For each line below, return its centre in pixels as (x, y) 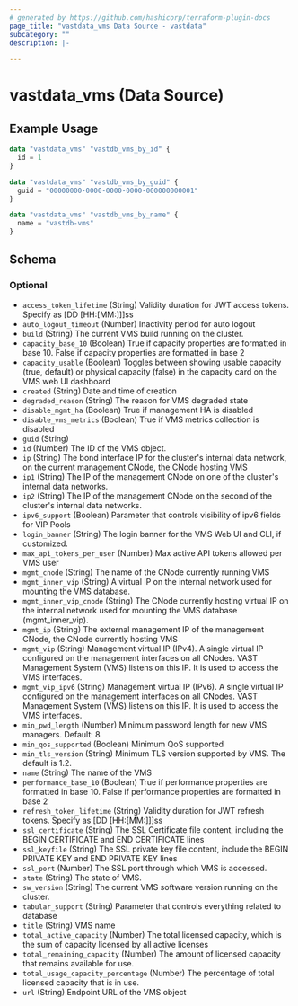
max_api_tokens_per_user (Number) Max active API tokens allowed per (152, 552)
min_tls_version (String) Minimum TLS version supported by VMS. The (153, 753)
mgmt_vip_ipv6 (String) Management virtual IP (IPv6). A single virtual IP (153, 686)
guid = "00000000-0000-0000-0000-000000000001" (108, 190)
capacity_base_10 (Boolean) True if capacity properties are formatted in (154, 343)
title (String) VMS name (69, 925)
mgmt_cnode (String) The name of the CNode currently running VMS (146, 572)
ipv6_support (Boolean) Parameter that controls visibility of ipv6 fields (151, 515)
